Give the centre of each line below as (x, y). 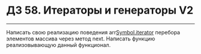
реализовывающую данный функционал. (58, 45)
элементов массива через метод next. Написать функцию (81, 39)
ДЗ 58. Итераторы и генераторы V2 (100, 10)
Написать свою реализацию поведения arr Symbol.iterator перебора (93, 32)
